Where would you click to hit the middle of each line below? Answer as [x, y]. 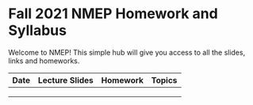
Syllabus [38, 30]
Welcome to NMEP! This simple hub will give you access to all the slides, [127, 52]
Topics [164, 80]
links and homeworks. [44, 61]
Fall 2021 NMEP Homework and [113, 14]
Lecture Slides [66, 80]
